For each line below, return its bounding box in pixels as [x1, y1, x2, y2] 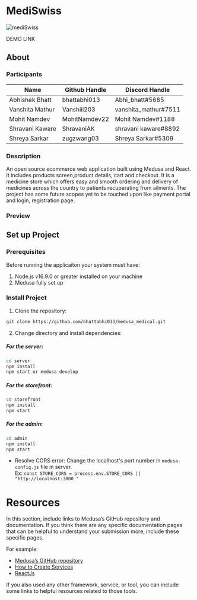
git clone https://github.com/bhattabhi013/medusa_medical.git [6, 318, 166, 324]
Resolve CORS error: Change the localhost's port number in [14, 457, 161, 464]
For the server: [6, 343, 43, 350]
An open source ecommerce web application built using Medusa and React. [6, 165, 192, 173]
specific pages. [6, 534, 44, 541]
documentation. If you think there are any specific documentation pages [6, 522, 183, 529]
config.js [14, 464, 40, 471]
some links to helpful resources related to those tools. [6, 588, 138, 595]
